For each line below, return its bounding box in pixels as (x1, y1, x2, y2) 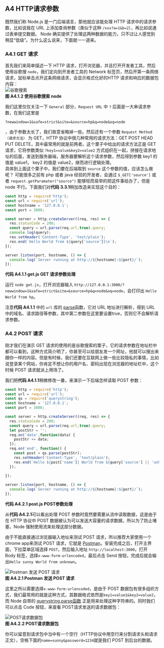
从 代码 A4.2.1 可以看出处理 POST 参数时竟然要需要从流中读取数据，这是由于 (5, 511, 157, 517)
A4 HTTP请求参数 (5, 4, 60, 13)
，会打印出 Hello (123, 288, 157, 294)
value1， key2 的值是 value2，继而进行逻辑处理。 (14, 160, 114, 165)
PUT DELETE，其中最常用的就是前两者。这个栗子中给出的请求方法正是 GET (5, 141, 156, 147)
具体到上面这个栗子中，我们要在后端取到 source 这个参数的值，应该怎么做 (5, 166, 153, 172)
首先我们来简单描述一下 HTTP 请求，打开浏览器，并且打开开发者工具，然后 (5, 63, 156, 69)
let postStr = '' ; (9, 428, 47, 433)
